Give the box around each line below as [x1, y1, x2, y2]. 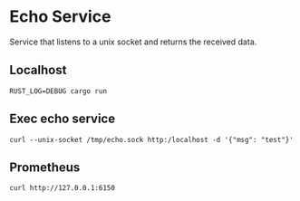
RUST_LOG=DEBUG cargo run [9, 86, 107, 96]
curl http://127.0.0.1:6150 [9, 184, 116, 193]
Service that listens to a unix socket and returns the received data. [9, 36, 257, 47]
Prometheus [9, 159, 81, 175]
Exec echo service [9, 111, 116, 127]
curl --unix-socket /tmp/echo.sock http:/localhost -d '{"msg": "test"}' [9, 135, 295, 144]
